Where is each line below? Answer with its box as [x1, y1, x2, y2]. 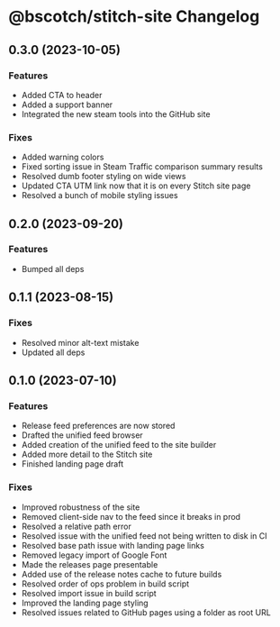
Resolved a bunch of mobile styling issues [21, 190, 178, 201]
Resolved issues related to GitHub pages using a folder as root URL [21, 606, 271, 618]
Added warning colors [21, 151, 104, 163]
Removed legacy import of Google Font [21, 550, 167, 560]
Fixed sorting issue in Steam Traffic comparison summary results [21, 161, 263, 172]
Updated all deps [21, 347, 86, 358]
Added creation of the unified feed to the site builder [21, 440, 217, 450]
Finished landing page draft [21, 459, 123, 469]
